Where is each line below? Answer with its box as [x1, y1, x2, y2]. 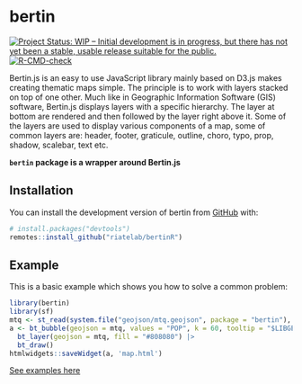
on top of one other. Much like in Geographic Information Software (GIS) [9, 92, 277, 103]
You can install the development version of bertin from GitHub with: [9, 207, 259, 218]
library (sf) [9, 308, 54, 317]
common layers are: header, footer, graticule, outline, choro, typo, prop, [9, 129, 274, 140]
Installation [9, 183, 74, 199]
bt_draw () [17, 340, 54, 350]
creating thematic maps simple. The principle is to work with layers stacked [9, 82, 289, 93]
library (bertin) [9, 299, 70, 308]
